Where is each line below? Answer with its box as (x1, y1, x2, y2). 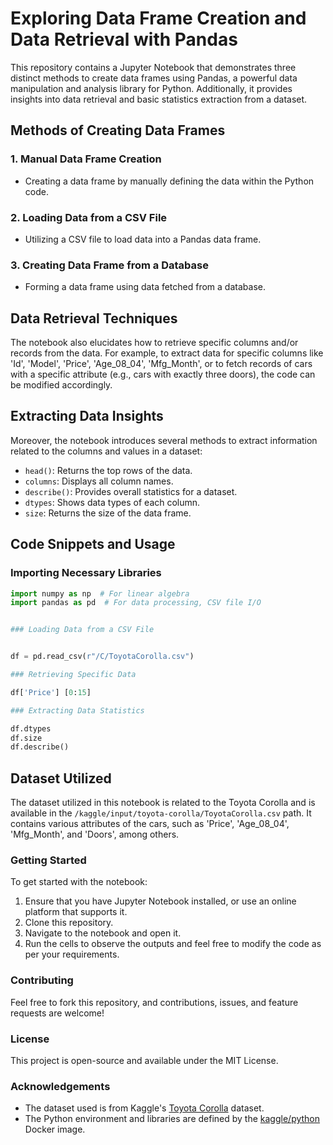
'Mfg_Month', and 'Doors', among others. (10, 828, 180, 841)
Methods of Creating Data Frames (10, 122, 226, 139)
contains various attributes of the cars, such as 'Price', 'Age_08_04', (10, 818, 290, 830)
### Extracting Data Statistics (10, 705, 145, 716)
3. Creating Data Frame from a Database (10, 258, 209, 272)
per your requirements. (24, 948, 120, 961)
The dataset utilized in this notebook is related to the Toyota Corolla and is (10, 797, 316, 809)
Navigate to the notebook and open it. (24, 927, 182, 939)
